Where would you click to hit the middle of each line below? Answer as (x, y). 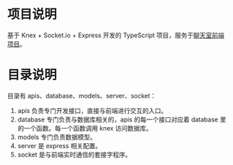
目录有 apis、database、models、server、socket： (82, 95)
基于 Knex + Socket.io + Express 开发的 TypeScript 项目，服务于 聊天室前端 (116, 35)
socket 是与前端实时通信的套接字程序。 (74, 154)
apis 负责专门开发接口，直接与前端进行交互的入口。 (92, 110)
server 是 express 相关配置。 (59, 145)
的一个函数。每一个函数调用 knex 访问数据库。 (85, 128)
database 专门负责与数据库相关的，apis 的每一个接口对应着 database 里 (122, 119)
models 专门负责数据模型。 (57, 137)
